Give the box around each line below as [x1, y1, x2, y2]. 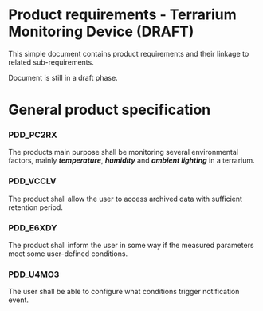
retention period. [8, 202, 64, 212]
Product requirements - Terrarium [8, 6, 237, 24]
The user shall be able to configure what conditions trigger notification [8, 287, 240, 297]
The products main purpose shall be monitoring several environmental [8, 148, 239, 157]
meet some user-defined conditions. [8, 249, 128, 258]
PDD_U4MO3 [8, 269, 60, 280]
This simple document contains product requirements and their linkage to [8, 49, 249, 58]
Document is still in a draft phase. [8, 73, 118, 82]
